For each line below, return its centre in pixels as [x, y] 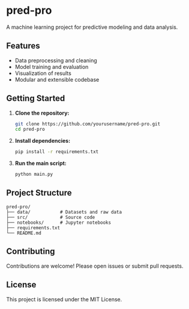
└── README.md [24, 233]
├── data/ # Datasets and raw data [64, 212]
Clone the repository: [42, 113]
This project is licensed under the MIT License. [64, 299]
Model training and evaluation [52, 67]
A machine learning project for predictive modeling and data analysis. [92, 27]
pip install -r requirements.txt [57, 152]
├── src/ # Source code [51, 217]
